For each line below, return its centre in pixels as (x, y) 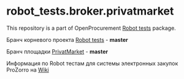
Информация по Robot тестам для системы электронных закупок (92, 63)
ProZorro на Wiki (28, 70)
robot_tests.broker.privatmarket (90, 11)
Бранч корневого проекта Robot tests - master (67, 39)
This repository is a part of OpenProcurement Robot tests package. (91, 28)
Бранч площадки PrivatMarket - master (57, 51)
